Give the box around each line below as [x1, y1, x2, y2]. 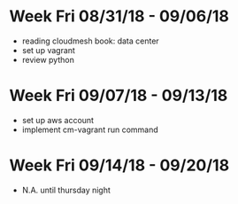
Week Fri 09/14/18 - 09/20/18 [9, 155, 230, 176]
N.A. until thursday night [21, 184, 111, 195]
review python [21, 54, 75, 65]
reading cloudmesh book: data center [21, 35, 159, 46]
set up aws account [21, 114, 95, 125]
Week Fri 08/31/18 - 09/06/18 [9, 6, 230, 27]
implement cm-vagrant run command [21, 124, 159, 135]
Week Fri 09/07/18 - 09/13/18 [9, 86, 228, 106]
